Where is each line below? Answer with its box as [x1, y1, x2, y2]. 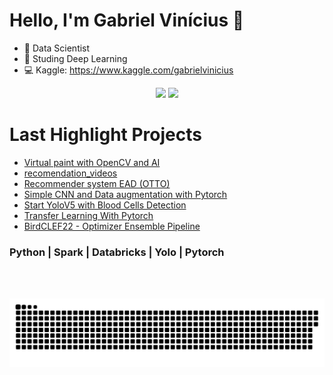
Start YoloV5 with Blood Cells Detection [23, 199, 187, 211]
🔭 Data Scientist [23, 42, 91, 54]
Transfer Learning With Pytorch [23, 209, 154, 221]
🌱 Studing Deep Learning [23, 52, 128, 64]
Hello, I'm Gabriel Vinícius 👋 [9, 9, 245, 32]
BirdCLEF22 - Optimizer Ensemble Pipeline [23, 220, 201, 232]
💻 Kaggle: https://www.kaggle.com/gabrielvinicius [23, 64, 234, 76]
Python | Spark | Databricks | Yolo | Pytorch [9, 245, 225, 259]
